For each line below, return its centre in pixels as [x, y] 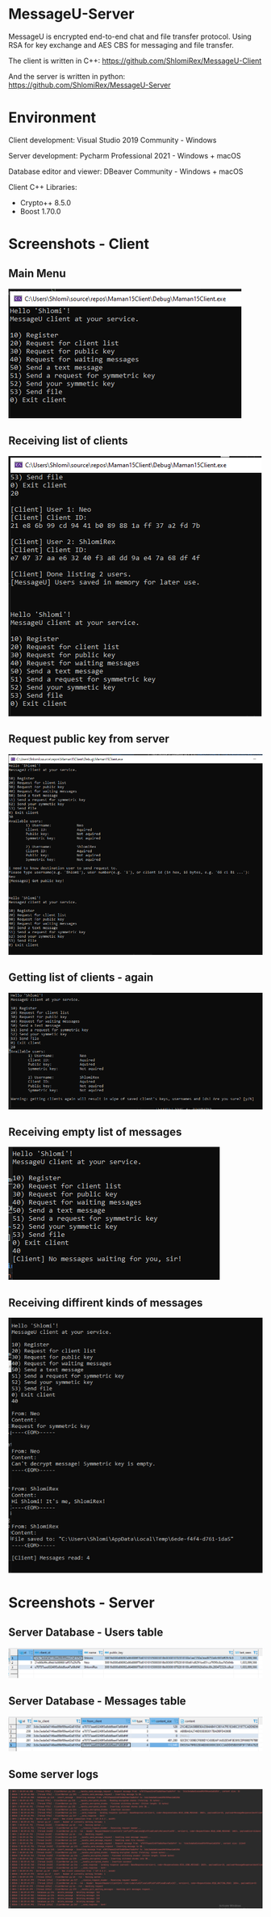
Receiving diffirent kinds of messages [106, 1303]
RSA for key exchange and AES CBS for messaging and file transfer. [121, 44]
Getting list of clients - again [81, 978]
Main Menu [37, 274]
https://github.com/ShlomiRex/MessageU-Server [90, 85]
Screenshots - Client [79, 244]
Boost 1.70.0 [40, 211]
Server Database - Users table [86, 1633]
